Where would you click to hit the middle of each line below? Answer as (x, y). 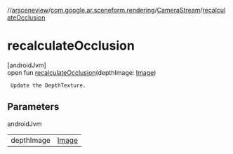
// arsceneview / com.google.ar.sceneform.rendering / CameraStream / (105, 10)
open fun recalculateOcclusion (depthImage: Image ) (82, 72)
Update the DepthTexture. (48, 85)
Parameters (33, 107)
